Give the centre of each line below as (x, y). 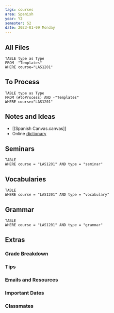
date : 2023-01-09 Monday (30, 28)
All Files (17, 47)
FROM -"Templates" (24, 63)
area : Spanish (19, 14)
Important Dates (25, 293)
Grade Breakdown (27, 254)
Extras (15, 240)
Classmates (19, 306)
